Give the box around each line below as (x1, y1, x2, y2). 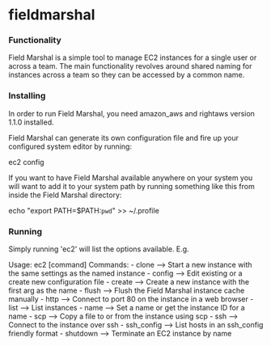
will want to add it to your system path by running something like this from (8, 181, 255, 191)
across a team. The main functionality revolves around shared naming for (8, 61, 252, 71)
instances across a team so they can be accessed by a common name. (8, 70, 245, 80)
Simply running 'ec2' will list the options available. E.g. (8, 244, 189, 254)
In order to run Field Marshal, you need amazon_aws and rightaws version (8, 108, 255, 118)
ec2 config (8, 157, 44, 167)
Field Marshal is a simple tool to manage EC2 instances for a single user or (8, 53, 257, 62)
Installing (8, 91, 46, 102)
